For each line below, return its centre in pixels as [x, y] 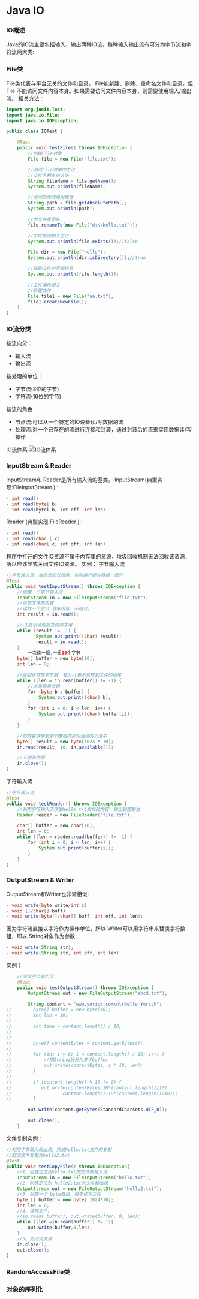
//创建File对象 [45, 153]
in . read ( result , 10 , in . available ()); [65, 747]
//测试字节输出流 [35, 977]
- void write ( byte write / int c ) [46, 905]
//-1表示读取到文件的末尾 [45, 625]
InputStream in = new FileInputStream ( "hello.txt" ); [84, 1178]
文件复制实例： [25, 1138]
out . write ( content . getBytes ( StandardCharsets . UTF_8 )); [98, 1110]
